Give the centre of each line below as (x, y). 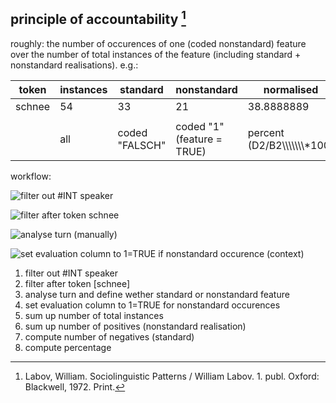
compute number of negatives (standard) (109, 336)
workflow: (31, 176)
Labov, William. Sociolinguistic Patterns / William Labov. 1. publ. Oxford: (172, 376)
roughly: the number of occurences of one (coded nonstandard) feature (158, 43)
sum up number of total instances (94, 315)
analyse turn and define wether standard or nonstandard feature (157, 294)
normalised (291, 89)
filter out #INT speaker (71, 273)
